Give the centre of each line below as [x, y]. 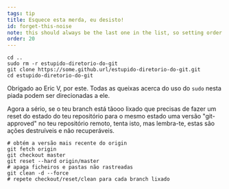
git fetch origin [32, 149]
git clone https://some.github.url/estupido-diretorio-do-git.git [104, 70]
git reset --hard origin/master [53, 162]
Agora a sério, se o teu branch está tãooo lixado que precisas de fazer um [112, 109]
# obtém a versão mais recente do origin [67, 143]
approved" [22, 123]
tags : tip [21, 13]
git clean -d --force [38, 173]
